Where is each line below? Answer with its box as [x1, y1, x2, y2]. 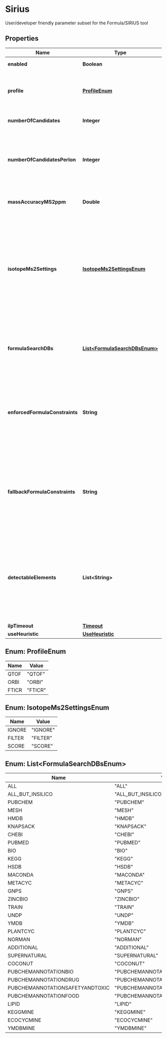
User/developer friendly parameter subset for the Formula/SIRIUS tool [5, 20, 148, 26]
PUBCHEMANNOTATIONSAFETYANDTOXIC [7, 984, 110, 991]
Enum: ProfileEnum [5, 647, 66, 656]
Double [83, 198, 100, 205]
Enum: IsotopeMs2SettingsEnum [5, 703, 109, 712]
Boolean [83, 61, 103, 68]
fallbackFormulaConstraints [7, 488, 76, 495]
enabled [7, 61, 27, 68]
